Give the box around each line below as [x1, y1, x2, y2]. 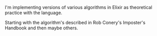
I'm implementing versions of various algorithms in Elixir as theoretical [5, 5, 152, 10]
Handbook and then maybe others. [5, 25, 78, 31]
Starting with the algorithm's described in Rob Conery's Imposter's [5, 20, 146, 25]
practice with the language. [5, 10, 62, 16]
